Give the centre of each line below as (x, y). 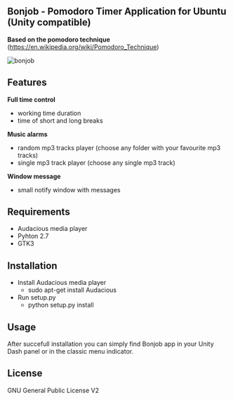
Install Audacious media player (62, 283)
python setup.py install (61, 305)
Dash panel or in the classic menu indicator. (71, 352)
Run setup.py (36, 298)
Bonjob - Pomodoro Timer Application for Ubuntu (117, 12)
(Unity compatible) (49, 23)
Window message (34, 176)
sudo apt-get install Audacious (72, 290)
